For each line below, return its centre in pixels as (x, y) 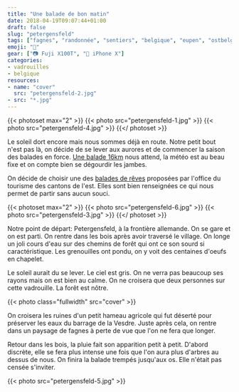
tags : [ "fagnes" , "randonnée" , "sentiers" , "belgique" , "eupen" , (106, 41)
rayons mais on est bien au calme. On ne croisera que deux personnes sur (116, 280)
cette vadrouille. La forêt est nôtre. (58, 288)
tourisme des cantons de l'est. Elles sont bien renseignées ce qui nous (111, 186)
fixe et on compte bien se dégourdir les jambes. (77, 164)
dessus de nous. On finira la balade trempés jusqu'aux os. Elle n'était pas (115, 360)
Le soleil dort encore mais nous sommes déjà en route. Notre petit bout (112, 142)
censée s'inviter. (31, 367)
